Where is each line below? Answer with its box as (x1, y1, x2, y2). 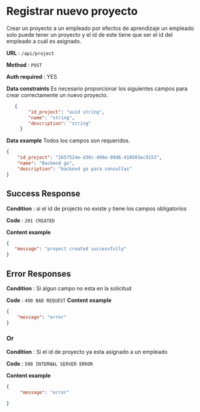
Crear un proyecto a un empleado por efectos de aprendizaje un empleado (6, 24, 195, 32)
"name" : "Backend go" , (17, 160, 75, 166)
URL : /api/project (6, 49, 55, 56)
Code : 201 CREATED (6, 216, 55, 224)
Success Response (6, 188, 80, 199)
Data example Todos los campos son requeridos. (6, 137, 130, 144)
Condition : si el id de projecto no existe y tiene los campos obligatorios (6, 205, 187, 212)
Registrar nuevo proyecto (6, 4, 138, 18)
